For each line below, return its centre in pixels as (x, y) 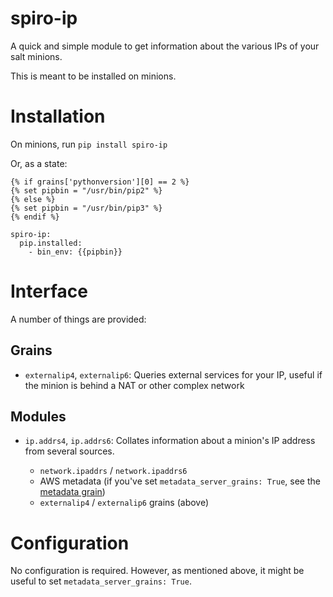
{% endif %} (35, 217)
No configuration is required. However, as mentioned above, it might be (157, 571)
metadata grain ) (72, 492)
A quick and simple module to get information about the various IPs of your (165, 46)
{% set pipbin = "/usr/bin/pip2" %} (86, 190)
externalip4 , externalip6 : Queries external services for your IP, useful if (173, 374)
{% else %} (33, 199)
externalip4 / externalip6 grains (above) (124, 503)
